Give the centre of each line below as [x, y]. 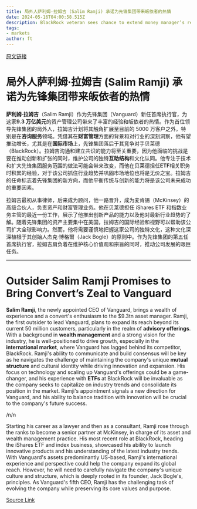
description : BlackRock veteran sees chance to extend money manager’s [95, 22]
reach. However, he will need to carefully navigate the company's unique [94, 470]
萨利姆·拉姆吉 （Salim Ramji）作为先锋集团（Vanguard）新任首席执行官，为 [97, 114]
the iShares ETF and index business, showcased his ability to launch [89, 444]
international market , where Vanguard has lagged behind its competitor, [94, 347]
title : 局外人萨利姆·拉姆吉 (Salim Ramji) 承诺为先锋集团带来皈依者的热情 [89, 11]
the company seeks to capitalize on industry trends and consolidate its [91, 385]
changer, [17, 378]
